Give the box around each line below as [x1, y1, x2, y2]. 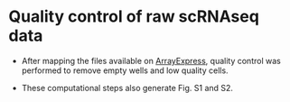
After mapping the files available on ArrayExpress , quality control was [21, 55, 281, 66]
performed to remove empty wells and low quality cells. [21, 65, 229, 76]
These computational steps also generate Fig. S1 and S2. [21, 82, 234, 93]
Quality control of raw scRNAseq [8, 6, 259, 27]
